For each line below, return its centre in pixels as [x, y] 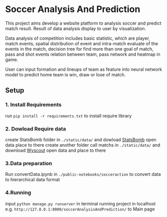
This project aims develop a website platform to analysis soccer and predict [83, 23]
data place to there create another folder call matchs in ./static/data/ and [83, 145]
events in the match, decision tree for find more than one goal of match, [79, 49]
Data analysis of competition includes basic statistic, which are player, [78, 38]
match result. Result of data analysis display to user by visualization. [76, 28]
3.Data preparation [29, 163]
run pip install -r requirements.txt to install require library [68, 116]
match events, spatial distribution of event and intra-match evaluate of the [82, 43]
